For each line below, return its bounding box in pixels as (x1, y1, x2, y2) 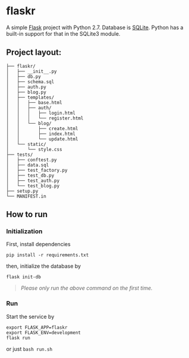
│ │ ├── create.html (6, 125, 78, 131)
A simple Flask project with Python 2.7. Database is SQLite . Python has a (6, 24, 184, 31)
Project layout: (6, 48, 62, 58)
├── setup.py (6, 188, 39, 194)
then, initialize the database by (6, 263, 81, 270)
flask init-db (6, 274, 42, 280)
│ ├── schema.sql (6, 78, 55, 84)
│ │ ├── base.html (6, 99, 62, 105)
